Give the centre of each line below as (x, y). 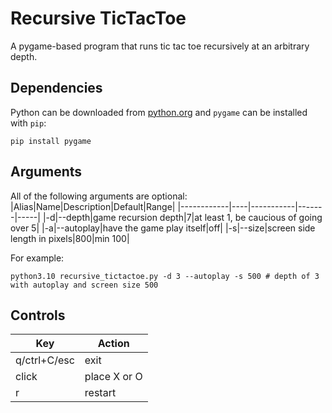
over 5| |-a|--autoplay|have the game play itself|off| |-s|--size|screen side (163, 228)
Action (113, 344)
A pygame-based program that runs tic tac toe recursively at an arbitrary (160, 46)
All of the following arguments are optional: (99, 196)
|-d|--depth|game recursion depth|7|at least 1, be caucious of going (182, 217)
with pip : (28, 123)
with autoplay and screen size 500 (84, 285)
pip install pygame (51, 141)
